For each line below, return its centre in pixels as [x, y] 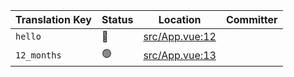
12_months [38, 55]
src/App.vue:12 [180, 36]
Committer [251, 19]
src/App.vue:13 [180, 55]
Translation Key [53, 19]
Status [117, 19]
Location [180, 19]
